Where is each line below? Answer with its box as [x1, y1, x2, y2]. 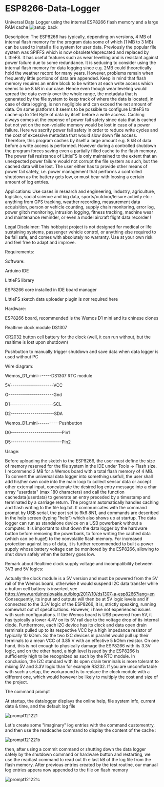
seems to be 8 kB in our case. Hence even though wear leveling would [5, 85, 147, 91]
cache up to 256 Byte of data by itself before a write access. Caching [5, 111, 145, 117]
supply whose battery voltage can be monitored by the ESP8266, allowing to [5, 546, 159, 552]
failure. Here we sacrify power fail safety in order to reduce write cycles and [5, 127, 158, 133]
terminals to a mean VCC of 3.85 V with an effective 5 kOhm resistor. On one [5, 638, 159, 643]
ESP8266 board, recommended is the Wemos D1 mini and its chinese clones [5, 315, 159, 321]
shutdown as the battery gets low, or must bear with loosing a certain [5, 174, 144, 180]
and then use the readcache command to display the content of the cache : [5, 727, 157, 733]
